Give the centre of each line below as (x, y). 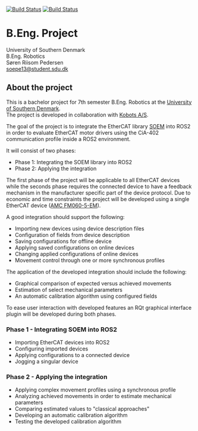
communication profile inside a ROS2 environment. (68, 139)
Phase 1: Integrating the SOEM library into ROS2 (73, 162)
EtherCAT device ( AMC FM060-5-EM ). (54, 205)
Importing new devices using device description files (79, 228)
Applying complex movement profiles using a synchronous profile (95, 390)
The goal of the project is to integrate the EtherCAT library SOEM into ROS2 (98, 126)
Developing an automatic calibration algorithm (71, 415)
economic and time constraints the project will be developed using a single (98, 199)
